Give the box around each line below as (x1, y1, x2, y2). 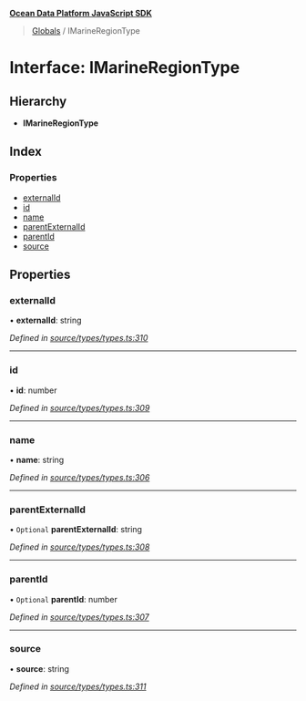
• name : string (9, 454, 65, 465)
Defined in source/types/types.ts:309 (9, 402, 150, 413)
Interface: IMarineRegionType (9, 57, 240, 78)
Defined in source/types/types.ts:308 (9, 541, 150, 552)
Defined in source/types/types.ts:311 (9, 681, 147, 692)
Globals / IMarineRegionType (31, 26, 141, 36)
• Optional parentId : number (9, 593, 118, 604)
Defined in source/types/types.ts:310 (9, 333, 148, 344)
